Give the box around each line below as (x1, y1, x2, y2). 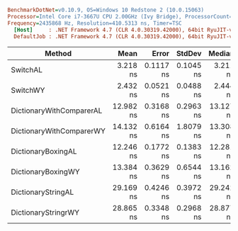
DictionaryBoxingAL (11, 147, 77, 157)
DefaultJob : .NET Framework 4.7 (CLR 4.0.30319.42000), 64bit (13, 33, 204, 40)
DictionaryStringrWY (11, 208, 80, 218)
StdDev (176, 49, 202, 59)
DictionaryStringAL (11, 187, 74, 197)
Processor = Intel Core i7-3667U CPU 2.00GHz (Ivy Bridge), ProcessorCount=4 (7, 13, 236, 20)
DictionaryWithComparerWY (11, 126, 106, 136)
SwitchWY (11, 86, 45, 96)
